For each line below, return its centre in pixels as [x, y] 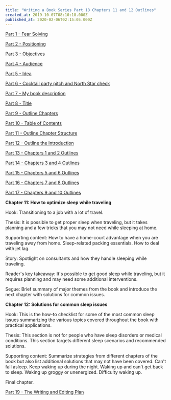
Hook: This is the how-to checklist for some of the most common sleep [80, 315]
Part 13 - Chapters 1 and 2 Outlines [42, 153]
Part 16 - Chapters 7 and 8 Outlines [42, 183]
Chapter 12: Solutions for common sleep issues [56, 304]
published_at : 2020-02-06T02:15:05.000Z [49, 19]
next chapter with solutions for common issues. [55, 295]
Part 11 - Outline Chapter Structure [41, 133]
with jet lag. [17, 249]
